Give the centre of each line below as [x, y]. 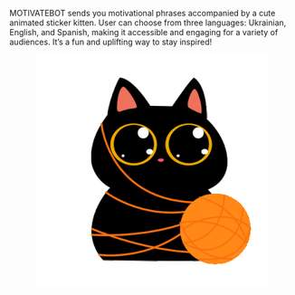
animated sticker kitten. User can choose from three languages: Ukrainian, [148, 23]
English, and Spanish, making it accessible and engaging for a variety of [144, 32]
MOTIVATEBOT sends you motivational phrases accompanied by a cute [143, 13]
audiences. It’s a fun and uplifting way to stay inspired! [111, 42]
